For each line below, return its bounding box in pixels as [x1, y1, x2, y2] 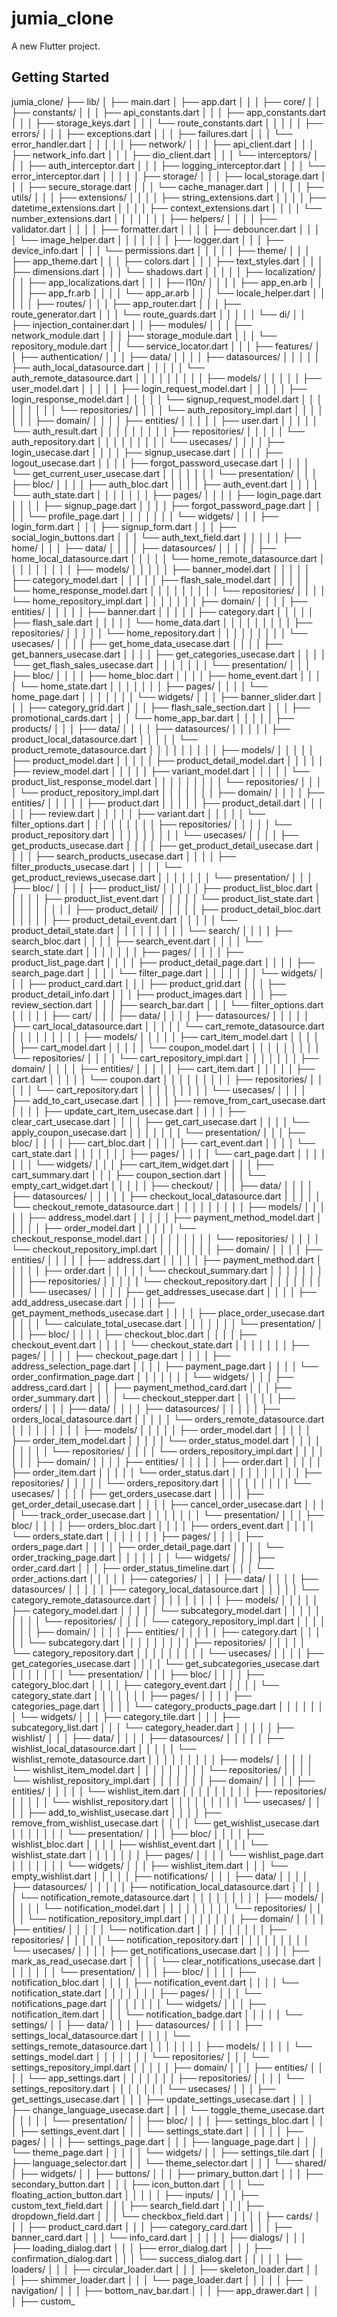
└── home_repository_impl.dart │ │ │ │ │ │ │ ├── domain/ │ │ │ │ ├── [11, 595, 308, 607]
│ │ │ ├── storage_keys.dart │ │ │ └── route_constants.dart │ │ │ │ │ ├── [11, 117, 324, 129]
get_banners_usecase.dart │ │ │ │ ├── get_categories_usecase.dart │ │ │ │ [11, 648, 327, 660]
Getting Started [11, 69, 110, 86]
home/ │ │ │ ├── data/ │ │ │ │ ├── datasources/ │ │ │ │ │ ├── [11, 542, 277, 554]
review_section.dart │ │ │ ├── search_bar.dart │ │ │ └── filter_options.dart [11, 998, 324, 1011]
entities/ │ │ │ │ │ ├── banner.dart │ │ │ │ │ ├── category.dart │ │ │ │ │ [11, 605, 314, 617]
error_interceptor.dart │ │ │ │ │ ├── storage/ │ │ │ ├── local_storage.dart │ [11, 170, 327, 182]
